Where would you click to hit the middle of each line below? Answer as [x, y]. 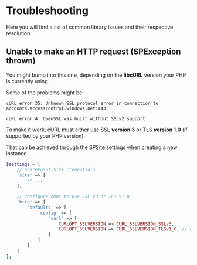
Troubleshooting [47, 11]
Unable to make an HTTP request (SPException [94, 52]
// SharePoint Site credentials [56, 169]
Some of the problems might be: [45, 93]
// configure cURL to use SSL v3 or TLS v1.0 [73, 197]
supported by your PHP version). [46, 135]
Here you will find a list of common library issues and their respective [90, 27]
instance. [17, 153]
